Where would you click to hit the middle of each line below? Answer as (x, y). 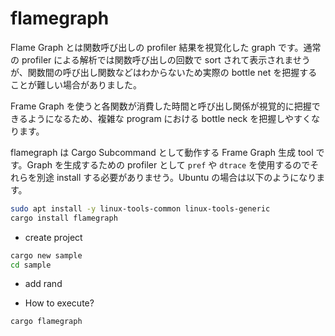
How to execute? (59, 303)
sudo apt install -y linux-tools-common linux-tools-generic (140, 208)
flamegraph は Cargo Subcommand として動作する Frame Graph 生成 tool (162, 152)
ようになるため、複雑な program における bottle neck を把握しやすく (169, 118)
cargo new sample (46, 255)
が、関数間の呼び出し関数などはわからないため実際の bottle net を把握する (164, 72)
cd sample (31, 265)
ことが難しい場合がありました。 (76, 84)
